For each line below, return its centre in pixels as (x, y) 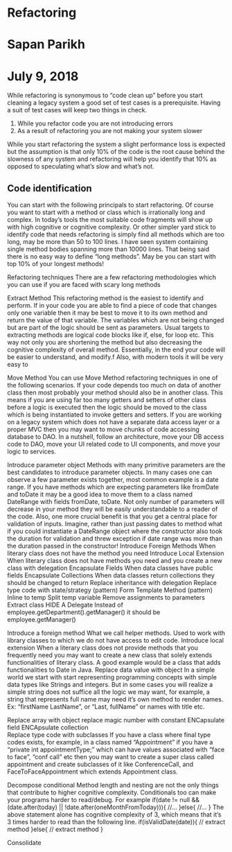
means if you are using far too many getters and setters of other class (107, 400)
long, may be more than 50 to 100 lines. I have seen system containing (108, 242)
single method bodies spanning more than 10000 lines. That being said (108, 249)
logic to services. (32, 451)
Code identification (50, 188)
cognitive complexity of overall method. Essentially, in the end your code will (116, 350)
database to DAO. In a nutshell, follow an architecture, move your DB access (116, 437)
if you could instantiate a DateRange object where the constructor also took (115, 531)
